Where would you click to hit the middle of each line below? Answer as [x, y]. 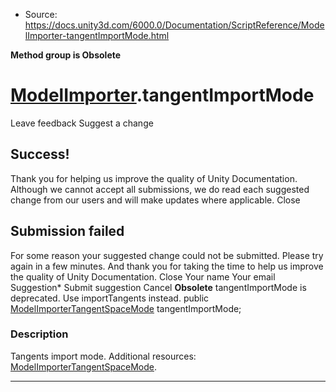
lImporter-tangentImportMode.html [97, 35]
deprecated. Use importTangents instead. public [110, 298]
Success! [40, 154]
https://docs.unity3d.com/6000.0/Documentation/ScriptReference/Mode [174, 25]
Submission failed [67, 231]
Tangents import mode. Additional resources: [103, 356]
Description [39, 334]
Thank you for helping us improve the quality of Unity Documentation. [154, 178]
